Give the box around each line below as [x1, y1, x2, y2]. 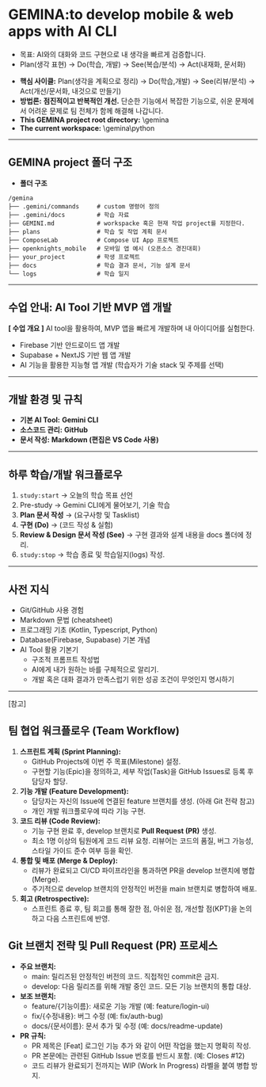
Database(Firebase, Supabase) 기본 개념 [19, 635, 150, 644]
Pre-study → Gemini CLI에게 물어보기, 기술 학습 [19, 501, 170, 510]
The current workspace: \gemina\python [19, 123, 155, 132]
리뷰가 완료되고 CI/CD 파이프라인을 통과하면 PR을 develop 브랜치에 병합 [31, 865, 256, 875]
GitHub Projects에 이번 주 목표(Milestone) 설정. [31, 757, 181, 766]
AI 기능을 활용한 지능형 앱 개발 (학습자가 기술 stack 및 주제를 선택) [19, 360, 224, 369]
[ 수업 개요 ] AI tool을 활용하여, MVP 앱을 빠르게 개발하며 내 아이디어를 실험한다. [8, 323, 255, 333]
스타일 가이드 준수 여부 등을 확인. [31, 845, 133, 855]
